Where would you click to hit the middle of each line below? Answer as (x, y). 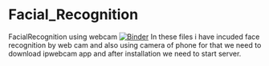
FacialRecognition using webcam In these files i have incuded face (134, 37)
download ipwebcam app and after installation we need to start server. (125, 53)
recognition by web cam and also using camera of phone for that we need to (135, 45)
